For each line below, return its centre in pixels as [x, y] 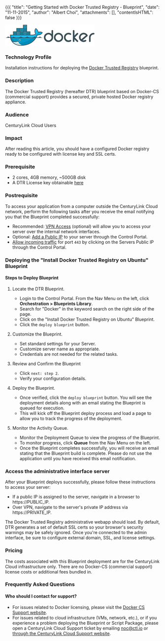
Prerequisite [20, 167]
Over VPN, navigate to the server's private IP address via [70, 507]
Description [19, 81]
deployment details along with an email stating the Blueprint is [82, 403]
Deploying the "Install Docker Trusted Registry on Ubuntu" [77, 260]
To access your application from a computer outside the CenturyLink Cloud [82, 206]
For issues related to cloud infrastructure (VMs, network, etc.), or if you [84, 617]
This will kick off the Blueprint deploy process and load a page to [85, 413]
